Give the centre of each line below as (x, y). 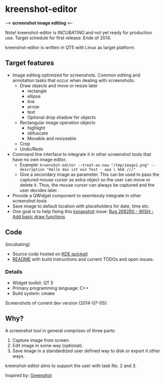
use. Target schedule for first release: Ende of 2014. (58, 38)
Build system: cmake (34, 293)
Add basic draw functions (39, 217)
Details (14, 272)
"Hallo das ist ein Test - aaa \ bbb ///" (91, 169)
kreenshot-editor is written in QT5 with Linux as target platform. (70, 47)
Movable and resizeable (52, 138)
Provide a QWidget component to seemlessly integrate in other (77, 195)
